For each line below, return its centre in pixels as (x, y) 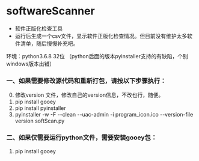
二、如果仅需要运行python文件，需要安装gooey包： (82, 138)
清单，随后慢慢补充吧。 (49, 43)
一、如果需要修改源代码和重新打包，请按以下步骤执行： (86, 80)
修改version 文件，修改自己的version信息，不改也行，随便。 (89, 95)
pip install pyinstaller (40, 108)
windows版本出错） (31, 64)
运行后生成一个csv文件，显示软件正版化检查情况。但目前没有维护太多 (101, 36)
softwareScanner (51, 11)
